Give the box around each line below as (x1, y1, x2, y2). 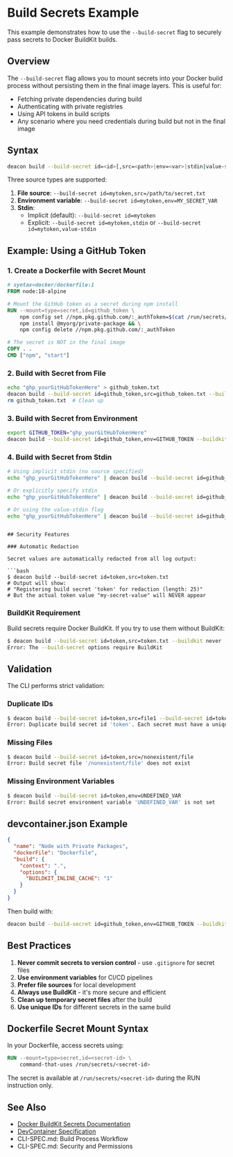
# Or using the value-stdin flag (7, 506, 104, 513)
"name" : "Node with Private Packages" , (13, 843, 129, 850)
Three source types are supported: (7, 175, 107, 184)
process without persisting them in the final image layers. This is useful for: (7, 81, 222, 90)
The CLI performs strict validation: (7, 682, 105, 690)
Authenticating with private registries (17, 102, 123, 111)
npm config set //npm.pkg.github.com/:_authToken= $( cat (19, 313, 185, 321)
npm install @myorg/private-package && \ (19, 320, 141, 327)
